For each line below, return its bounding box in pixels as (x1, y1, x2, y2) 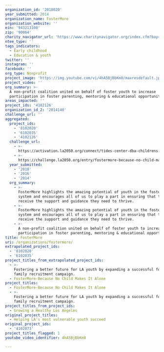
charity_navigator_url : (5, 35, 54, 40)
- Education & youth (9, 52, 51, 58)
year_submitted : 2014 (5, 12, 49, 17)
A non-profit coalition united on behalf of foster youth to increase (9, 89, 156, 94)
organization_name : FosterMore (5, 16, 69, 21)
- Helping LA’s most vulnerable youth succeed (9, 317, 106, 322)
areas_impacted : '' (5, 99, 45, 103)
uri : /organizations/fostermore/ (5, 240, 73, 245)
